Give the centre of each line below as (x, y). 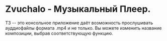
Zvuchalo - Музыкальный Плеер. (78, 9)
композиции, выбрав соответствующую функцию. (59, 33)
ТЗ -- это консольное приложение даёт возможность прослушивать (79, 23)
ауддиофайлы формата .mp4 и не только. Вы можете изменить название (83, 28)
